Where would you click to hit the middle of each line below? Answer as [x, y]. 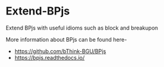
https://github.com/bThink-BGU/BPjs [60, 51]
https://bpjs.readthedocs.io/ [50, 57]
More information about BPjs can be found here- [66, 39]
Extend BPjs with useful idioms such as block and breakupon [82, 28]
